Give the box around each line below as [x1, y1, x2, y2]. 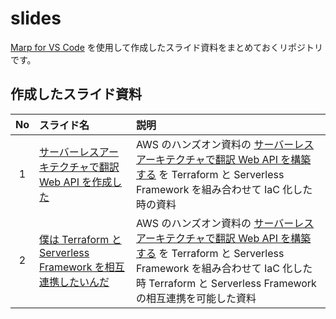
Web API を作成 [39, 175, 113, 189]
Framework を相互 [39, 260, 125, 274]
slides [10, 7, 62, 30]
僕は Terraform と [39, 232, 122, 246]
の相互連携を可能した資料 [135, 291, 257, 305]
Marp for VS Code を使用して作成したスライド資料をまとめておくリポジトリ [10, 41, 323, 53]
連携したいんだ [39, 275, 110, 289]
